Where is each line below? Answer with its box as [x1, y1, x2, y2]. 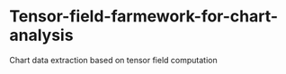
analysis [9, 25, 74, 45]
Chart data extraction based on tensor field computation [9, 54, 218, 65]
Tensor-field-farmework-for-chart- [9, 6, 279, 27]
